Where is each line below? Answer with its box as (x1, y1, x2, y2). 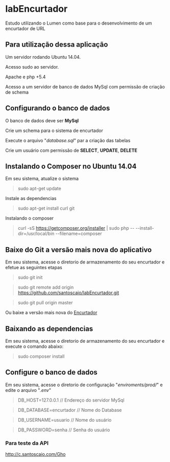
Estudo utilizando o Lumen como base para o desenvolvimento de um (5, 20, 152, 26)
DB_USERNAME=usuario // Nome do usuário (17, 416, 112, 423)
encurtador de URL (5, 25, 45, 31)
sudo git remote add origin (17, 284, 74, 291)
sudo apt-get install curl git (17, 205, 75, 211)
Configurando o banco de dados (5, 104, 110, 113)
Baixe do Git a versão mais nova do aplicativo (5, 245, 152, 254)
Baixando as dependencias (5, 324, 93, 333)
